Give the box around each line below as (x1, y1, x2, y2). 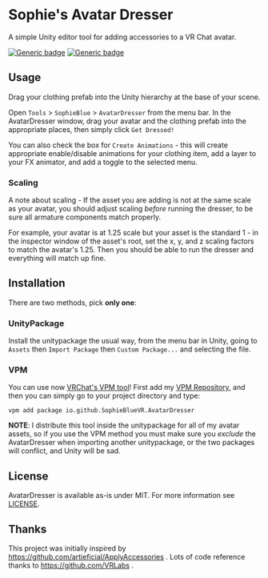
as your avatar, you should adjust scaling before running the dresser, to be (8, 204, 254, 214)
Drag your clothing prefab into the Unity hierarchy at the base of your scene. (8, 92, 261, 102)
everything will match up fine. (8, 254, 106, 263)
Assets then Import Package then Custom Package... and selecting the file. (8, 344, 251, 354)
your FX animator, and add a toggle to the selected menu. (8, 157, 198, 167)
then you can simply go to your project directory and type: (8, 391, 201, 401)
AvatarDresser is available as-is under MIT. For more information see (8, 491, 235, 500)
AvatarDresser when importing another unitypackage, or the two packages (8, 438, 255, 448)
